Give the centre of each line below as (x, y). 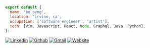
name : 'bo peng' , (28, 12)
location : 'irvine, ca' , (36, 17)
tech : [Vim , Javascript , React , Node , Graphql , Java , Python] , (78, 26)
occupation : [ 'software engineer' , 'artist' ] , (60, 21)
